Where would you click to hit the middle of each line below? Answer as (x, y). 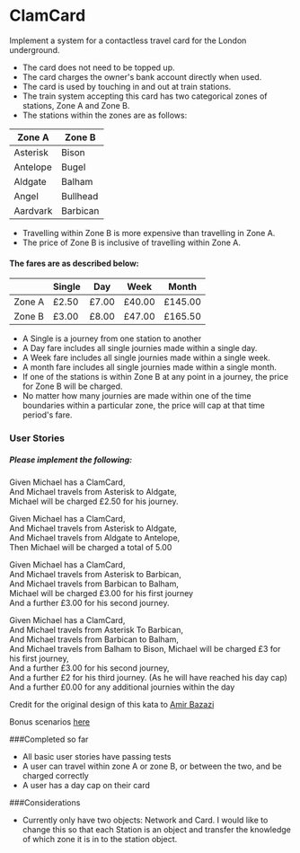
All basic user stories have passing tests (97, 757)
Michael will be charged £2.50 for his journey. (94, 501)
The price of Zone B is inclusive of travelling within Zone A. (131, 242)
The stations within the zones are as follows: (105, 115)
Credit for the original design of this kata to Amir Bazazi (112, 705)
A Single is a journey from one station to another (112, 339)
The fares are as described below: (74, 263)
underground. (35, 49)
